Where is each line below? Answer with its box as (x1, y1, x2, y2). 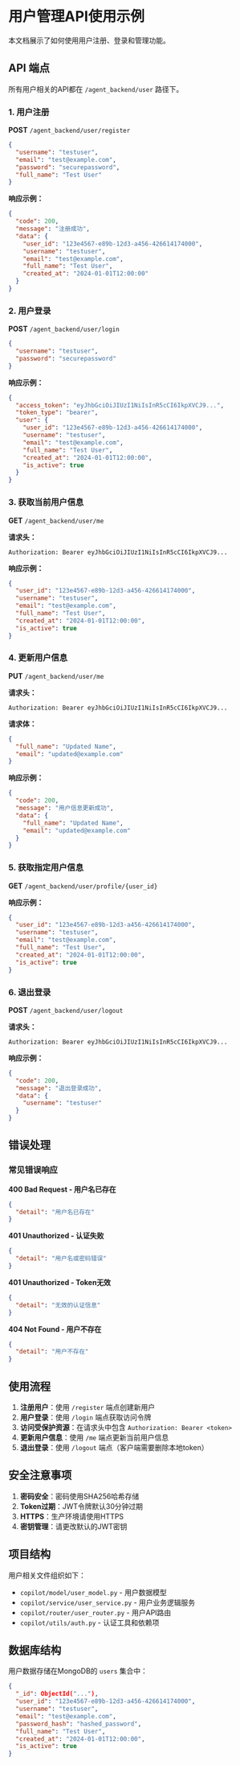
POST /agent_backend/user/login (8, 324, 120, 334)
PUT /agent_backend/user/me (8, 671, 104, 680)
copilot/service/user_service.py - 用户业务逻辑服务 (19, 1598, 196, 1607)
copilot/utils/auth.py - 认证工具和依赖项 (19, 1618, 160, 1627)
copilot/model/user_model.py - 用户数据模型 (19, 1587, 167, 1597)
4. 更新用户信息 (8, 652, 68, 663)
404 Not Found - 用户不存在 (8, 1324, 102, 1333)
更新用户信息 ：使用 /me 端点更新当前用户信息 (19, 1432, 169, 1442)
